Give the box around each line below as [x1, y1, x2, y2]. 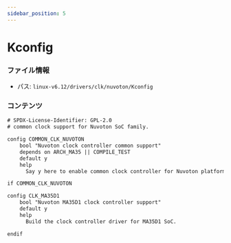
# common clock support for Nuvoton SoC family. [7, 124, 149, 130]
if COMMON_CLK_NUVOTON [7, 180, 72, 187]
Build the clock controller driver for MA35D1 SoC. [25, 218, 177, 225]
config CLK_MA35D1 [7, 193, 60, 200]
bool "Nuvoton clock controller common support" [19, 142, 162, 150]
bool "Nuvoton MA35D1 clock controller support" [19, 199, 162, 206]
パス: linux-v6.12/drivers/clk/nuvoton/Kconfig [16, 82, 153, 91]
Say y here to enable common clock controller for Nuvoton [25, 167, 198, 175]
